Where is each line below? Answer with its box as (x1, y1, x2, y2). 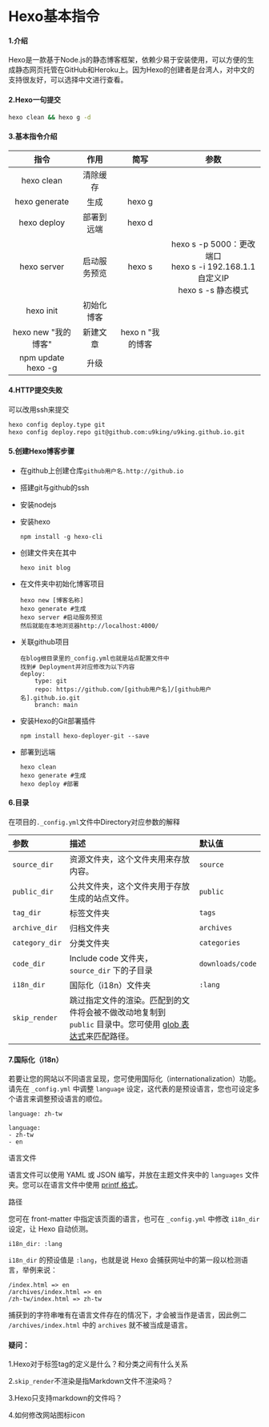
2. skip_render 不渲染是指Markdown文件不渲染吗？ (8, 1377, 174, 1386)
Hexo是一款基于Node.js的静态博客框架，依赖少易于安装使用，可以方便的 (8, 55, 247, 65)
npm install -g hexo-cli (19, 533, 103, 541)
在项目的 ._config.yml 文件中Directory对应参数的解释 (8, 818, 180, 827)
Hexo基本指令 (8, 7, 100, 26)
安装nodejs (19, 500, 57, 509)
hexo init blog (19, 564, 71, 572)
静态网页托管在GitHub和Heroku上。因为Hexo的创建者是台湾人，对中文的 (14, 65, 255, 74)
